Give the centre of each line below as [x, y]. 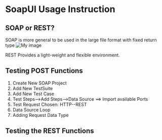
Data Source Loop [31, 110]
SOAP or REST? [30, 28]
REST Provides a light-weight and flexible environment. [63, 55]
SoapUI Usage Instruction [60, 9]
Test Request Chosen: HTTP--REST [50, 104]
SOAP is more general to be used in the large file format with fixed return [81, 40]
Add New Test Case [33, 94]
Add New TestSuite [33, 88]
